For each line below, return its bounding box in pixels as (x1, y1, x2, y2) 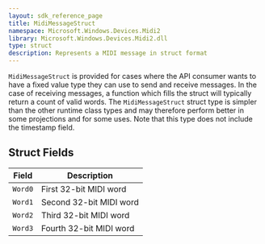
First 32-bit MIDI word (40, 183, 127, 194)
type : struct (8, 42, 53, 50)
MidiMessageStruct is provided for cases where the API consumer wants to (8, 72, 257, 81)
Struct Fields (8, 146, 74, 159)
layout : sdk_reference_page (8, 11, 103, 20)
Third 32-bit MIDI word (40, 209, 130, 221)
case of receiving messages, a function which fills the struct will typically (8, 89, 252, 97)
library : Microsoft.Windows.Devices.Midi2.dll (8, 34, 168, 43)
